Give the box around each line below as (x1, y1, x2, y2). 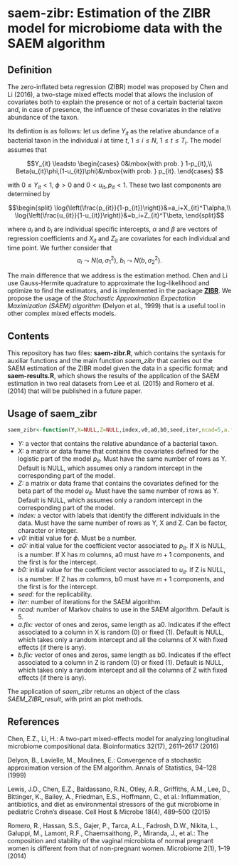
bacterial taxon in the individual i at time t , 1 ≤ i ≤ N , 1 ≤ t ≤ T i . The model (7, 136, 222, 146)
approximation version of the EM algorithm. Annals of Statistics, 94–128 (7, 763, 217, 772)
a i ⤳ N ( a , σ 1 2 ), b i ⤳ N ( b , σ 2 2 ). (77, 255, 162, 266)
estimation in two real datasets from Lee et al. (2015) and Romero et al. (7, 379, 215, 388)
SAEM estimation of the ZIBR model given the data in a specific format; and (7, 364, 228, 372)
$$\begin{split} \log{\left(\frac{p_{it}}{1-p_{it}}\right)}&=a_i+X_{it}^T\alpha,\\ (8, 203, 231, 212)
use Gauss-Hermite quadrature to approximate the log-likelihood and (7, 279, 210, 287)
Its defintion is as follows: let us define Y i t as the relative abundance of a (7, 127, 219, 137)
